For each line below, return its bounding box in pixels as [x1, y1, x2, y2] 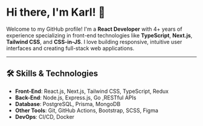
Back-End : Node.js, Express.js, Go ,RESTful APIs [14, 93, 137, 101]
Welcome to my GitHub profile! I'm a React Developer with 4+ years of [6, 25, 182, 33]
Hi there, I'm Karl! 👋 [6, 5, 106, 19]
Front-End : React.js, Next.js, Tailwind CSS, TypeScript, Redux [14, 87, 169, 95]
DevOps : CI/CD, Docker [14, 113, 74, 120]
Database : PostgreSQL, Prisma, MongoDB [14, 100, 121, 107]
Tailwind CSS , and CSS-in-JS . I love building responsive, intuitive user [6, 38, 182, 45]
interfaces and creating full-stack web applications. [6, 45, 135, 52]
